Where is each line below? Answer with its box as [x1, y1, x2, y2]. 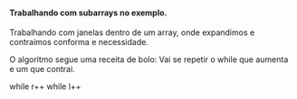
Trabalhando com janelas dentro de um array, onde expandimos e [9, 27, 255, 38]
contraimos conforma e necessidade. [9, 37, 149, 48]
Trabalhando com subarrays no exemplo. [9, 7, 168, 18]
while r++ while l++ [9, 81, 81, 92]
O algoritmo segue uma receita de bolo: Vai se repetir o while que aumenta [9, 54, 289, 65]
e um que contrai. [9, 64, 75, 75]
